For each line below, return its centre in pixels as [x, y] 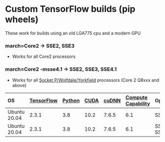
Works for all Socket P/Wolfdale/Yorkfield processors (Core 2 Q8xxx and [86, 80]
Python [71, 100]
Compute [137, 97]
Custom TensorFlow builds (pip [70, 9]
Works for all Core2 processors [44, 57]
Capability [138, 103]
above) [19, 85]
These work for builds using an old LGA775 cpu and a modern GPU [73, 33]
